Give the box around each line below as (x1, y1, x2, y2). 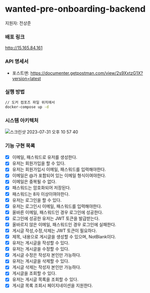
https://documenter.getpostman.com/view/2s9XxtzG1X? (30, 70, 143, 76)
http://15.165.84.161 (5, 45, 43, 51)
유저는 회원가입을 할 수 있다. (12, 160, 66, 166)
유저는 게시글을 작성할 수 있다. (12, 240, 70, 246)
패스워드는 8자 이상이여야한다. (12, 191, 70, 197)
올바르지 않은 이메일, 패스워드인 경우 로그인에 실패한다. (12, 221, 116, 227)
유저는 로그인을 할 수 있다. (12, 197, 62, 203)
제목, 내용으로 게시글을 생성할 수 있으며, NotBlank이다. (12, 234, 116, 239)
